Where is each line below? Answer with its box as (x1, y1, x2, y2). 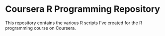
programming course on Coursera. (5, 25, 76, 31)
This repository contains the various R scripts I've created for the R (5, 20, 143, 26)
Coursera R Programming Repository (5, 3, 161, 15)
